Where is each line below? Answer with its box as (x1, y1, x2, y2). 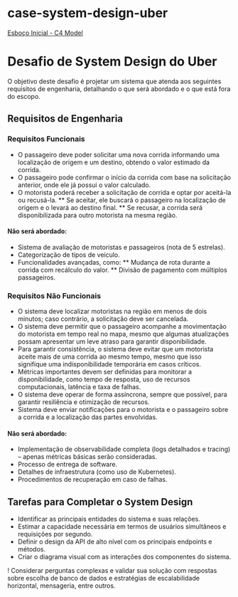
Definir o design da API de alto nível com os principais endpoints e (17, 537, 212, 546)
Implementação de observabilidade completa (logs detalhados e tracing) (17, 445, 231, 453)
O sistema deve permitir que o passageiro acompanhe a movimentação (17, 322, 227, 331)
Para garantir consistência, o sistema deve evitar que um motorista (17, 345, 214, 354)
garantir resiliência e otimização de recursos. (17, 398, 150, 406)
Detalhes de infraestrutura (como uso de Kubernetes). (17, 467, 176, 476)
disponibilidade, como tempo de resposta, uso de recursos (17, 375, 190, 384)
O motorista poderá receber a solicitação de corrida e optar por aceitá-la (17, 188, 232, 196)
